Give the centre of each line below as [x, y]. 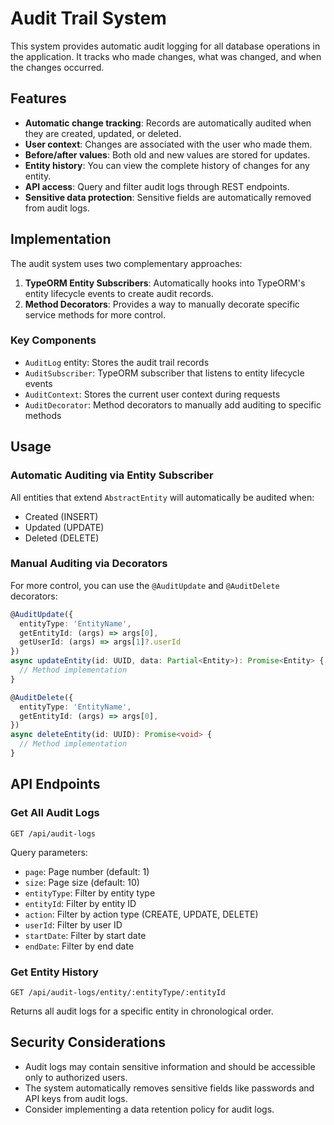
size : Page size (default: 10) [82, 882]
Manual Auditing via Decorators [89, 564]
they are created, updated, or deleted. [103, 133]
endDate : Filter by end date [79, 946]
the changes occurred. [57, 67]
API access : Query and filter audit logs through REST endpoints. [157, 186]
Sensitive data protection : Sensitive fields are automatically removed [168, 197]
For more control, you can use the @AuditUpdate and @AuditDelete [145, 585]
